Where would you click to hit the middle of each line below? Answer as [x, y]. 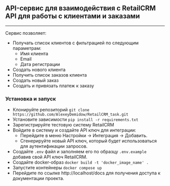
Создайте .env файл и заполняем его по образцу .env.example [79, 152]
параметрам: [27, 48]
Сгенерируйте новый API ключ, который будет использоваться [88, 141]
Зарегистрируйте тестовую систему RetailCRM [63, 125]
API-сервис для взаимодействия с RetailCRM [80, 8]
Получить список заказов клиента [50, 75]
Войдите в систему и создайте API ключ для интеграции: [74, 130]
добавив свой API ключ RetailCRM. [50, 157]
